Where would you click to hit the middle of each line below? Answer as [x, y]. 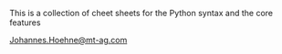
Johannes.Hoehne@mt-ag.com [68, 40]
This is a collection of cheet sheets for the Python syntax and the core [141, 13]
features [25, 22]
